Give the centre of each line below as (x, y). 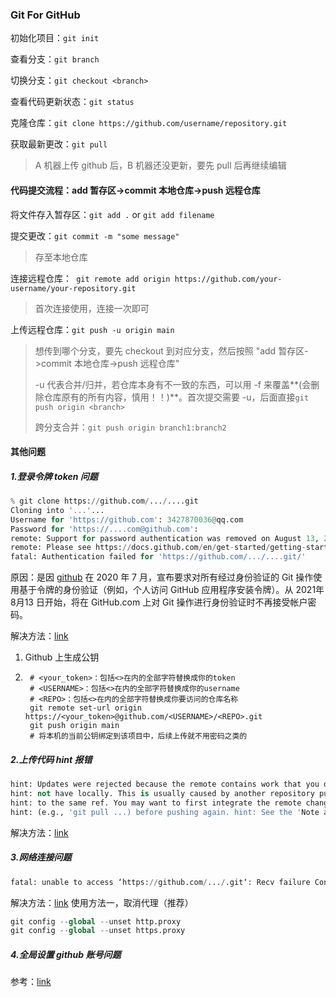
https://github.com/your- (228, 279)
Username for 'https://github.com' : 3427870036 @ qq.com (127, 519)
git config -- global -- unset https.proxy (98, 931)
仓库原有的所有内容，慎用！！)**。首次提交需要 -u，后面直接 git (176, 397)
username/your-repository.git (73, 288)
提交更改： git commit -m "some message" (95, 235)
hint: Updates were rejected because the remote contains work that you (165, 784)
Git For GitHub (45, 15)
